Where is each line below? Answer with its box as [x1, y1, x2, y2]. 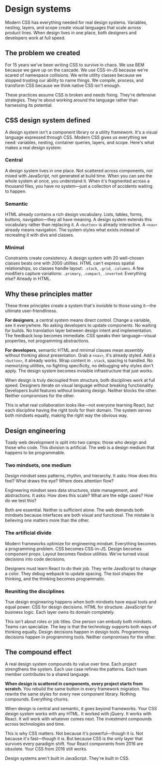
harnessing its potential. [5, 102, 53, 108]
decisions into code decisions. [5, 556, 66, 562]
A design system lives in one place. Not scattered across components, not [5, 167, 153, 173]
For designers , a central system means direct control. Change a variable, [5, 317, 151, 323]
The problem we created [5, 49, 80, 57]
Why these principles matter [5, 290, 93, 298]
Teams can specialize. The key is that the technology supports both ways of [5, 623, 157, 629]
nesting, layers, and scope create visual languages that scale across [5, 24, 141, 30]
